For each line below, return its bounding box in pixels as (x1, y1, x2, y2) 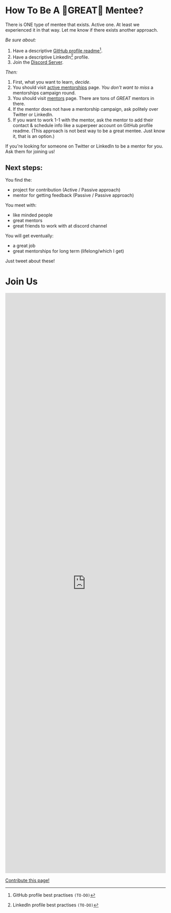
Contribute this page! (5, 877, 50, 883)
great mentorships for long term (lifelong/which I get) (12, 248, 125, 254)
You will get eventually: (5, 233, 54, 239)
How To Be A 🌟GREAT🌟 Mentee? (5, 5, 144, 16)
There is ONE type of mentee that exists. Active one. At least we (5, 21, 140, 28)
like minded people (12, 212, 53, 218)
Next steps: (5, 163, 43, 172)
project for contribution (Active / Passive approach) (12, 187, 121, 193)
